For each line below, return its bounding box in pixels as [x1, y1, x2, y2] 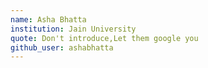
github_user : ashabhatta [10, 42, 114, 53]
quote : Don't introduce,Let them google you [10, 33, 199, 43]
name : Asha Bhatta [10, 14, 87, 25]
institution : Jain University [10, 24, 137, 34]
